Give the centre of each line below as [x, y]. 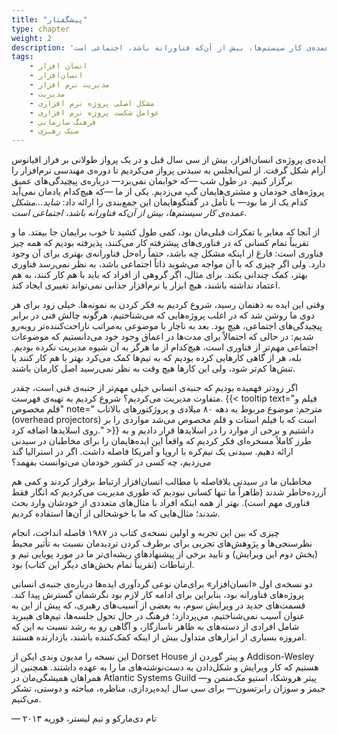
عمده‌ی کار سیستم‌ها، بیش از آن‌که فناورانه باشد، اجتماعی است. [129, 213]
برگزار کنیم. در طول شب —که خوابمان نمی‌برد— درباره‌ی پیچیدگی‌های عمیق [152, 181]
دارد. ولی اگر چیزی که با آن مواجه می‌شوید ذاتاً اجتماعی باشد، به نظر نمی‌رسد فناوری [168, 264]
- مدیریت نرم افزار [70, 85]
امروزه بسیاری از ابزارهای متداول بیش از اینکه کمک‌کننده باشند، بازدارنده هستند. [159, 637]
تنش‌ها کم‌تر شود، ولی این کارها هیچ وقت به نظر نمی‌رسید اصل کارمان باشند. [153, 368]
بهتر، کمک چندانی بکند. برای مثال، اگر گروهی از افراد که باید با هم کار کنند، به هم [159, 275]
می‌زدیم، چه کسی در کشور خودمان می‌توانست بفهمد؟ [111, 462]
